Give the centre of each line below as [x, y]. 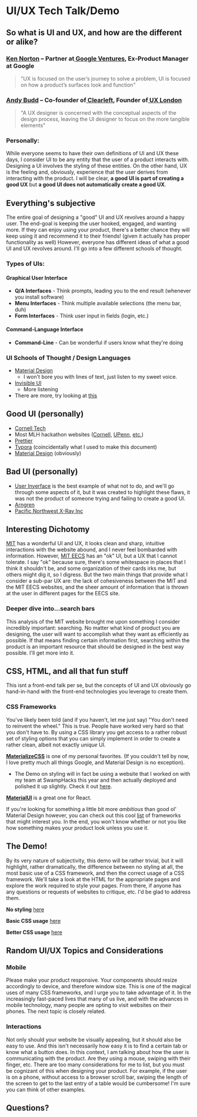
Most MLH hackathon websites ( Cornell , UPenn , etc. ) [79, 434]
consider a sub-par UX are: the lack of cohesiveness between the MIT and [96, 581]
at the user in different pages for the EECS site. [63, 593]
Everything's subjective [51, 203]
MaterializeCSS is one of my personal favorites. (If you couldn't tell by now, [98, 756]
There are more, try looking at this [56, 395]
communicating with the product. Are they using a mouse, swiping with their [98, 1058]
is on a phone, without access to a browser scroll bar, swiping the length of [97, 1077]
